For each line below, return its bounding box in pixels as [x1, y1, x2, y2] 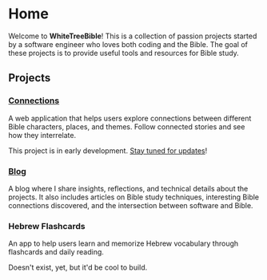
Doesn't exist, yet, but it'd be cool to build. [8, 262, 148, 272]
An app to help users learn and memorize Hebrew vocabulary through [8, 239, 239, 248]
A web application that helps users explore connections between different [8, 113, 252, 123]
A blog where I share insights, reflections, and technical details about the [8, 183, 249, 193]
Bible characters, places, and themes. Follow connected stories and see [8, 121, 245, 132]
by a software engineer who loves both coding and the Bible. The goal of [8, 39, 248, 49]
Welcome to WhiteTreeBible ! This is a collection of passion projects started [8, 31, 257, 41]
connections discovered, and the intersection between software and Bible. [8, 200, 253, 210]
